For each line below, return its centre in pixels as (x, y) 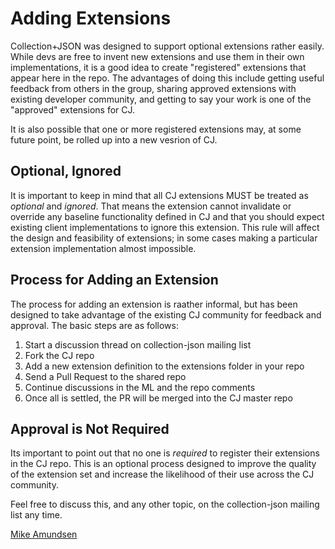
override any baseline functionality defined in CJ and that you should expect (167, 216)
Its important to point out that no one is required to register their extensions (165, 453)
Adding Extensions (91, 18)
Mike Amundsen (44, 534)
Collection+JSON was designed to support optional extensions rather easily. (167, 46)
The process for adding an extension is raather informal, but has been (154, 304)
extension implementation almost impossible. (103, 248)
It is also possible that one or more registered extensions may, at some (156, 129)
